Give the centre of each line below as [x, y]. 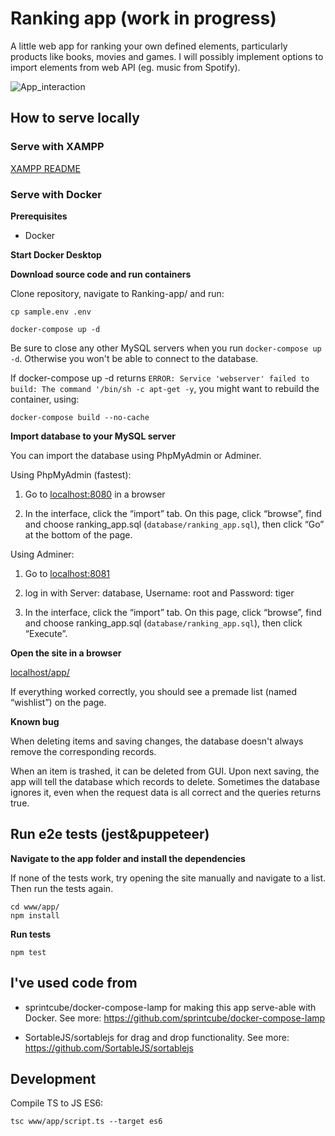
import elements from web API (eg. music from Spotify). [125, 67]
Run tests [30, 934]
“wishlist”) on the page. [58, 702]
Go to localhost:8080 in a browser [95, 494]
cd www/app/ [35, 907]
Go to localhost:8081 [67, 573]
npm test [28, 952]
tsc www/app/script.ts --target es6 [86, 1122]
